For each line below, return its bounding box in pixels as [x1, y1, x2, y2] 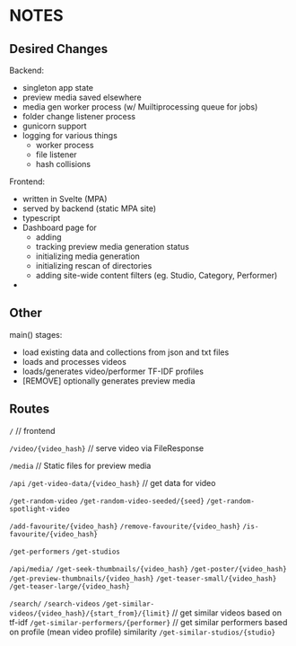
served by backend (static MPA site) [22, 203, 157, 214]
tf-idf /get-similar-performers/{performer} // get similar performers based [9, 616, 288, 627]
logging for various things [22, 130, 118, 140]
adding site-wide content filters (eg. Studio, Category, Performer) [35, 270, 278, 280]
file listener [35, 149, 78, 160]
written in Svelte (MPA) [22, 194, 108, 204]
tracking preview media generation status [35, 242, 190, 252]
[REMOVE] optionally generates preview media [22, 375, 196, 386]
